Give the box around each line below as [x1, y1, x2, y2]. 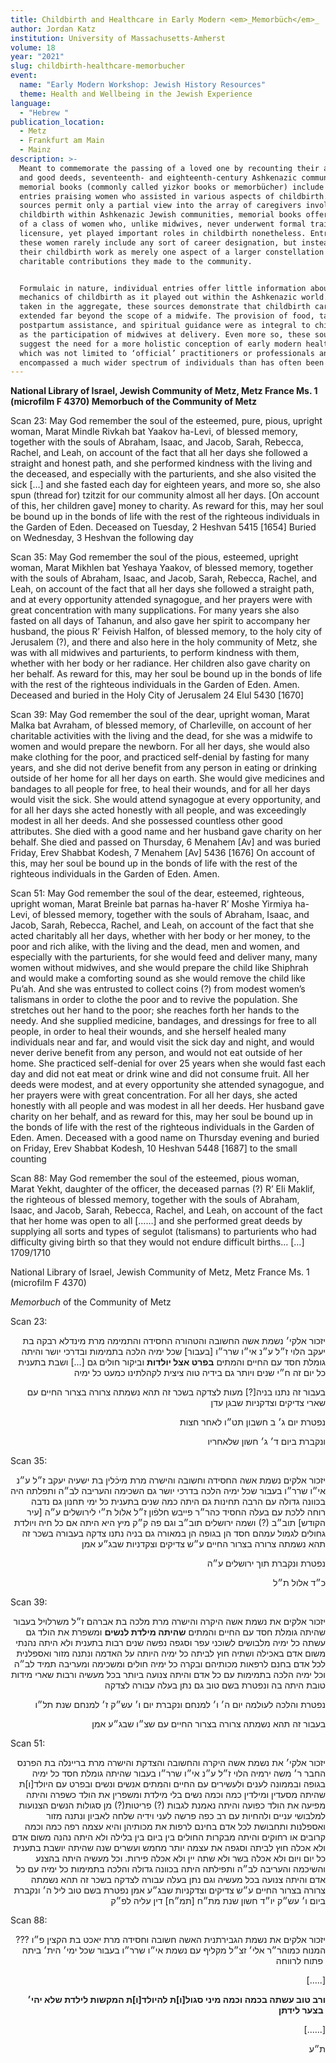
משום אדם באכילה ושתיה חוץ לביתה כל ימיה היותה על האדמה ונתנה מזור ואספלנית [16, 1647, 326, 1660]
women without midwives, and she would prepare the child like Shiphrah [10, 962, 309, 974]
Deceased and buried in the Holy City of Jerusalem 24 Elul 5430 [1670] [10, 689, 305, 701]
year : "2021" [10, 52, 65, 62]
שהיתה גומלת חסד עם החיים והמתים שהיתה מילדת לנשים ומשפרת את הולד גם [25, 1626, 326, 1638]
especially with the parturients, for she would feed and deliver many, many [10, 951, 318, 963]
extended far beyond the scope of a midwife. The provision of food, [19, 311, 315, 321]
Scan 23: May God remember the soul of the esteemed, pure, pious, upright [10, 415, 323, 427]
